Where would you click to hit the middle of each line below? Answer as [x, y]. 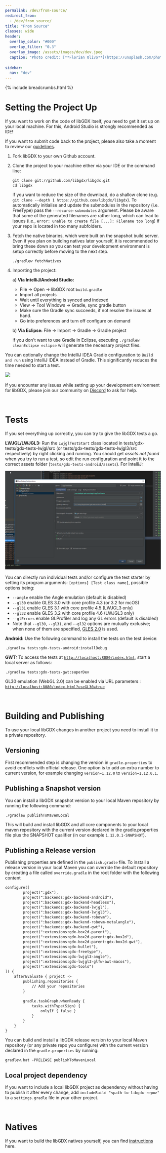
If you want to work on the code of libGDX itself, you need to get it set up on [82, 121]
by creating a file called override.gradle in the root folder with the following [82, 873]
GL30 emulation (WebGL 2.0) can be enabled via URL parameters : [73, 681]
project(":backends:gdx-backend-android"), [68, 898]
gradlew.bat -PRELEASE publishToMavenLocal [51, 1060]
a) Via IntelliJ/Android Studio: [43, 280]
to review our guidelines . [30, 147]
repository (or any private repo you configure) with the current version [77, 1045]
